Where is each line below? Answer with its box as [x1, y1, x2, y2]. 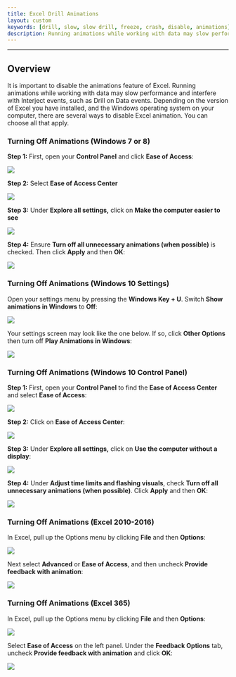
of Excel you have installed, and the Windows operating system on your [7, 104, 214, 113]
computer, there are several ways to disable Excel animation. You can [7, 111, 209, 120]
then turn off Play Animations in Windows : [7, 336, 132, 345]
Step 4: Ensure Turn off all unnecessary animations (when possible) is [7, 240, 216, 249]
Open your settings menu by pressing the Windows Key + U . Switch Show [7, 294, 223, 303]
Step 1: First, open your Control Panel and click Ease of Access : [7, 152, 194, 161]
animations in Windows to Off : [7, 302, 98, 311]
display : [7, 452, 32, 460]
